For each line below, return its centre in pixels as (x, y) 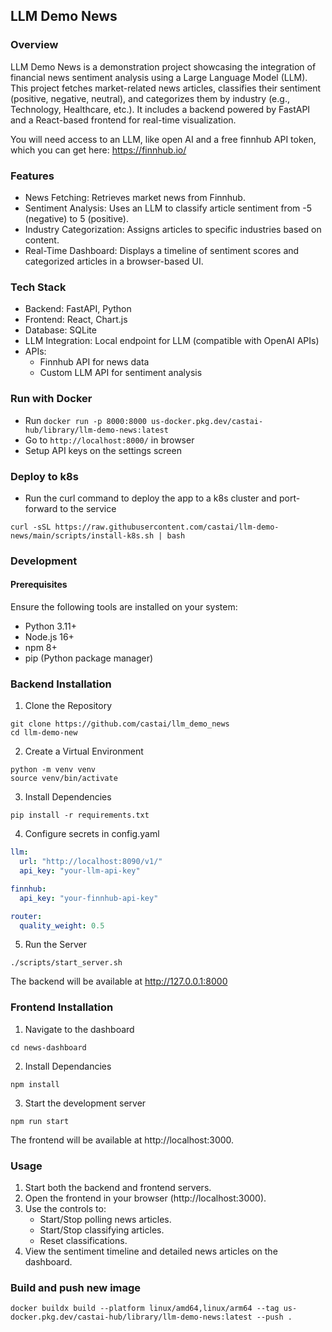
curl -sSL (31, 527)
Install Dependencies (68, 797)
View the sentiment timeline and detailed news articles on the (151, 1251)
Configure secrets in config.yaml (92, 834)
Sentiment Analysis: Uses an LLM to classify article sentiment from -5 (168, 208)
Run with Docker (51, 399)
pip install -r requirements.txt (80, 815)
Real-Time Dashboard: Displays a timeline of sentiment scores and (162, 250)
